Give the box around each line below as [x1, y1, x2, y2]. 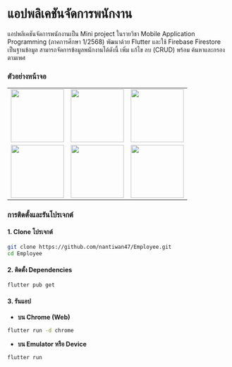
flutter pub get [7, 281, 55, 289]
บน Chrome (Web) [17, 313, 71, 322]
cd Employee [7, 250, 42, 257]
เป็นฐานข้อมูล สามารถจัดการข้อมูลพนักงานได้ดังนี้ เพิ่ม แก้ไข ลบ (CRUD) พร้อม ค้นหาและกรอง [7, 45, 226, 54]
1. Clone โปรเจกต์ [7, 227, 53, 235]
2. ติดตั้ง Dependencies [7, 265, 73, 274]
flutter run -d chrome [7, 327, 74, 334]
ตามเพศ [7, 53, 26, 62]
